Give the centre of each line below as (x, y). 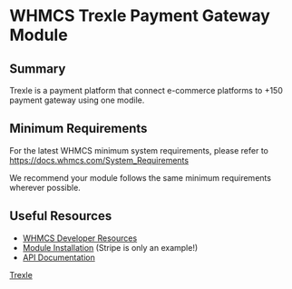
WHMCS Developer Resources (80, 238)
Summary (38, 69)
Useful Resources (61, 216)
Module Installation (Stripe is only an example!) (110, 247)
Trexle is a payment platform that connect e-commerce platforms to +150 (146, 90)
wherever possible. (45, 187)
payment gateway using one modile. (77, 100)
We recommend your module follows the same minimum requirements (141, 177)
